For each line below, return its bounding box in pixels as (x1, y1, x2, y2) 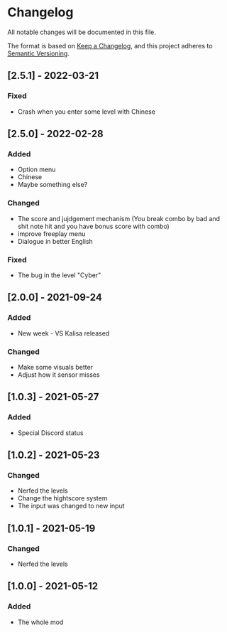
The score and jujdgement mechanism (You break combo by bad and (17, 214, 221, 223)
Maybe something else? (17, 181, 88, 189)
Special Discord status (17, 428, 84, 437)
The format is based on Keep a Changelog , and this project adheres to (7, 41, 213, 50)
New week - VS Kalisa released (17, 328, 110, 338)
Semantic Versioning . (7, 49, 70, 58)
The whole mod (17, 618, 64, 626)
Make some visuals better (17, 363, 94, 371)
